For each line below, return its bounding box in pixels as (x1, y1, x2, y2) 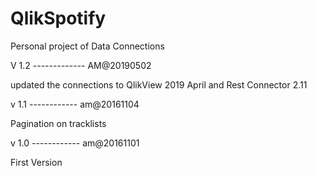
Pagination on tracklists (10, 117, 107, 129)
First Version (10, 156, 63, 168)
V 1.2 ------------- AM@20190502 (10, 59, 152, 71)
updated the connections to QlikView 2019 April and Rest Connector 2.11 (10, 78, 308, 91)
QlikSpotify (10, 7, 107, 30)
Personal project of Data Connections (10, 40, 165, 52)
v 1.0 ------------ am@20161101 (10, 137, 140, 149)
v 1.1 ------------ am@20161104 (10, 98, 140, 110)
